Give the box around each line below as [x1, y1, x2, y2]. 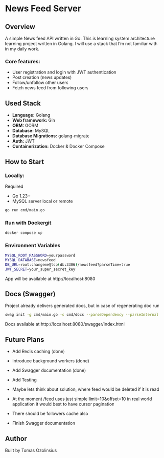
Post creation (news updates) [12, 75, 72, 80]
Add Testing [12, 377, 37, 383]
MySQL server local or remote [12, 198, 73, 204]
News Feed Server [5, 3, 82, 14]
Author [5, 434, 27, 443]
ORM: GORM [12, 123, 39, 128]
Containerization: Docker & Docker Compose [12, 143, 105, 150]
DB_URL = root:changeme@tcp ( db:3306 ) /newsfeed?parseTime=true [5, 262, 131, 267]
